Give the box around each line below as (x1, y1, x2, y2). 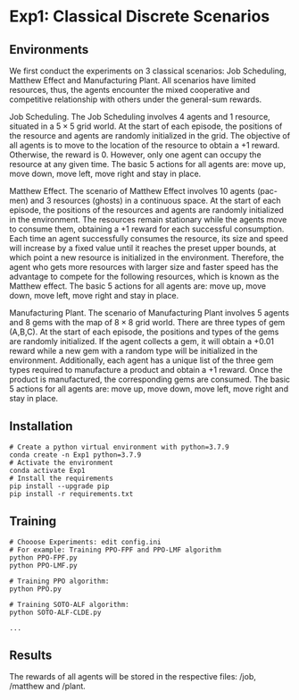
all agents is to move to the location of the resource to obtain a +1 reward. (9, 140, 280, 150)
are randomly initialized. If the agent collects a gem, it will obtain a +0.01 (9, 336, 275, 346)
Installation (9, 418, 73, 434)
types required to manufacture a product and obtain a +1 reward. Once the (9, 365, 283, 375)
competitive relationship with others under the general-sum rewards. (9, 94, 262, 105)
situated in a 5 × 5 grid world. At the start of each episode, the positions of (9, 121, 283, 131)
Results (9, 648, 53, 663)
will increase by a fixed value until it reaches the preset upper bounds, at (9, 243, 277, 253)
